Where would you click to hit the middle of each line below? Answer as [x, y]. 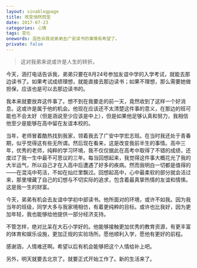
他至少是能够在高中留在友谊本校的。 [50, 123]
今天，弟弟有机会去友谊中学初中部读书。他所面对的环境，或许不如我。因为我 [98, 199]
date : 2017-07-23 [27, 22]
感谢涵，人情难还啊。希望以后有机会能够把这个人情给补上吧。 [81, 246]
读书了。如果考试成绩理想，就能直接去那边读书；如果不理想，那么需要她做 [101, 81]
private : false [25, 45]
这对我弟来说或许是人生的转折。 [59, 62]
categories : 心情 [26, 28]
